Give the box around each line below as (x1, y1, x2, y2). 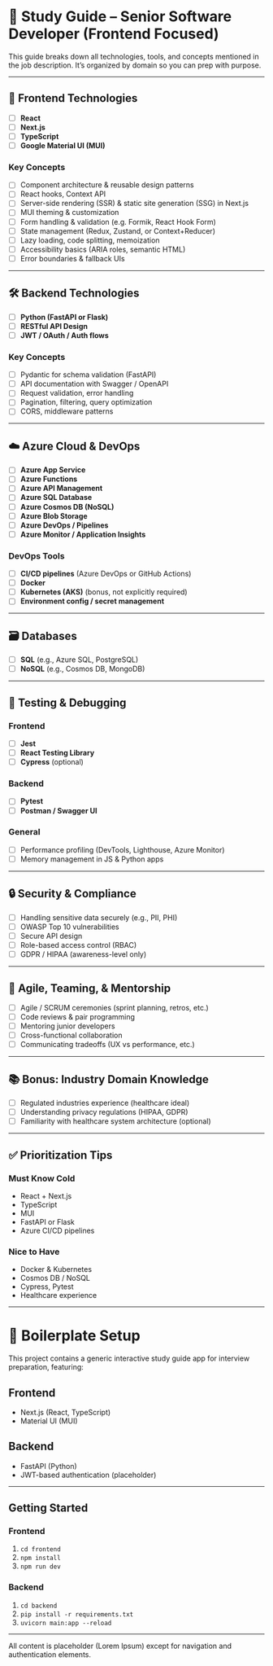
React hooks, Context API (19, 189, 106, 199)
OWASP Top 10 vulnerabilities (19, 922, 119, 932)
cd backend (19, 1602, 58, 1610)
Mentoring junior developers (19, 1021, 115, 1031)
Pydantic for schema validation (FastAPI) (19, 370, 157, 379)
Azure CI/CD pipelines (19, 1225, 95, 1235)
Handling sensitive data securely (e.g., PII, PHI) (19, 912, 178, 923)
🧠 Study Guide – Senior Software (8, 7, 232, 26)
